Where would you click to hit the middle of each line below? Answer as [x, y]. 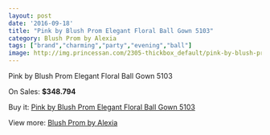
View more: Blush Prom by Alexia [63, 123]
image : [19, 53]
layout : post [30, 16]
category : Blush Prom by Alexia [62, 38]
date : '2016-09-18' [41, 23]
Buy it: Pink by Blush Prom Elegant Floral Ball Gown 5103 [102, 107]
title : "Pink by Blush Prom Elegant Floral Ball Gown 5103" [111, 31]
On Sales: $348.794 [42, 92]
